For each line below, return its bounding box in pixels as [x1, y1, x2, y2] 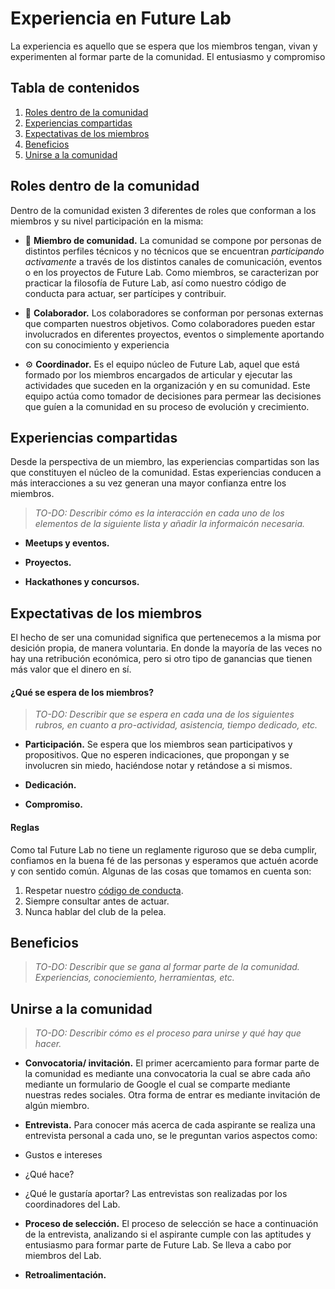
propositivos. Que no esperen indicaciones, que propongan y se [24, 749, 290, 761]
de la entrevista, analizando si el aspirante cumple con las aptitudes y [24, 1228, 312, 1241]
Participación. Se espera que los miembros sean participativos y [24, 738, 293, 751]
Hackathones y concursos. [24, 576, 140, 588]
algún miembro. [24, 1100, 90, 1112]
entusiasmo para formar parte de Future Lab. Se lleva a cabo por [24, 1239, 292, 1251]
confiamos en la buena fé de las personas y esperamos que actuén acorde [10, 854, 319, 866]
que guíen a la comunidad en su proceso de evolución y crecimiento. [24, 400, 310, 412]
